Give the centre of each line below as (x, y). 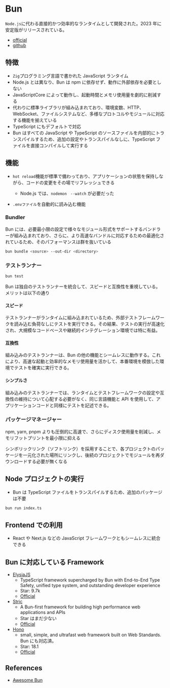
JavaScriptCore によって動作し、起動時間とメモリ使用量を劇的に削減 (84, 95)
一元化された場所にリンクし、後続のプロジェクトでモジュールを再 (91, 455)
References (24, 668)
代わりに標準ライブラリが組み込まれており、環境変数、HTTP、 (78, 107)
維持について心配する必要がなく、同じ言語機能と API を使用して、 (87, 399)
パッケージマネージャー (34, 420)
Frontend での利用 (34, 525)
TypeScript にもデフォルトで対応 (47, 126)
